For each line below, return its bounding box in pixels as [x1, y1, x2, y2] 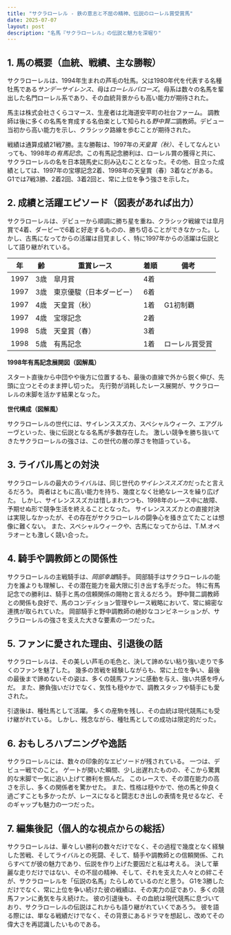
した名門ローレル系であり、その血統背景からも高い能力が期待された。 [12, 94, 212, 102]
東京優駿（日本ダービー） [53, 287, 137, 297]
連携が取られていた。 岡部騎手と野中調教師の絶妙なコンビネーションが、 [7, 607, 214, 615]
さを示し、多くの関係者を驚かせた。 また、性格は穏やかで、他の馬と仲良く [7, 783, 221, 792]
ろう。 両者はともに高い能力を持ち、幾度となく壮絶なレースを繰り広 [19, 487, 214, 495]
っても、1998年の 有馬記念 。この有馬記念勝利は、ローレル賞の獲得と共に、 [7, 149, 219, 158]
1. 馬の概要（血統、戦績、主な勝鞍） [7, 57, 161, 68]
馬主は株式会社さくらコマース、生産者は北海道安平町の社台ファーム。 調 [7, 109, 214, 117]
